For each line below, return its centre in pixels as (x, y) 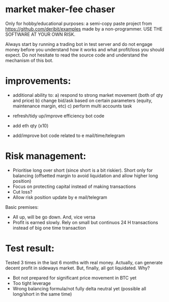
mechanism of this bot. (29, 60)
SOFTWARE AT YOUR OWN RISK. (40, 34)
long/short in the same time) (42, 294)
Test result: (30, 249)
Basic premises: (22, 207)
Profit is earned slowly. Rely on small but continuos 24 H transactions (85, 222)
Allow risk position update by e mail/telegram (60, 197)
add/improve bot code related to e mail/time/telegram (69, 135)
